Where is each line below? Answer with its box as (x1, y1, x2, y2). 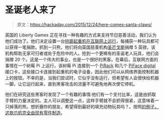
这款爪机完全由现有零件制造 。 (5, 110, 65, 116)
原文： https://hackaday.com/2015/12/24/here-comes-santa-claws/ (17, 22, 152, 27)
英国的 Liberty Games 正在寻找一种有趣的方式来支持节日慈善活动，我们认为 (5, 32, 157, 38)
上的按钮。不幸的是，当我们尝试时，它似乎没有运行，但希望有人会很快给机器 (5, 74, 159, 81)
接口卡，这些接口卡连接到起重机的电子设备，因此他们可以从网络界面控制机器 (5, 69, 159, 74)
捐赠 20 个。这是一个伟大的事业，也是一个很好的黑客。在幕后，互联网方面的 (5, 56, 159, 62)
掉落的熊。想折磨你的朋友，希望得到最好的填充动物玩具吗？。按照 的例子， (9, 103, 159, 109)
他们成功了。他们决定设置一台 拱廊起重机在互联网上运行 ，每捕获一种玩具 (5, 38, 150, 44)
